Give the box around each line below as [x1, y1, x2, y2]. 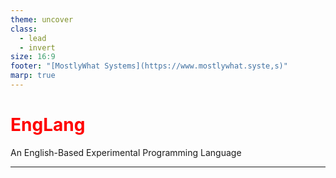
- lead [19, 33, 47, 43]
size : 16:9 [10, 52, 56, 62]
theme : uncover [10, 14, 74, 25]
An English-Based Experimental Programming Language [10, 146, 242, 158]
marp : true [10, 71, 56, 81]
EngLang [10, 114, 86, 136]
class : [10, 24, 38, 34]
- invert [19, 42, 56, 53]
